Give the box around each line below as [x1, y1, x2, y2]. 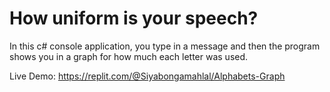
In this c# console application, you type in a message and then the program [9, 40, 321, 52]
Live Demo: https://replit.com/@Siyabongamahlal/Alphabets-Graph [9, 70, 286, 82]
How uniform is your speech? [9, 7, 259, 30]
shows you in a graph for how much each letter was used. [9, 50, 249, 62]
